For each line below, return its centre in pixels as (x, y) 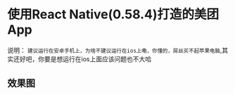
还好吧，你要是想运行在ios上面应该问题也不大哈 (82, 59)
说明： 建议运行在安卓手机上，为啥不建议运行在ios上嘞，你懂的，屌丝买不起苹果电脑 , (115, 50)
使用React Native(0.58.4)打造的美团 (113, 14)
